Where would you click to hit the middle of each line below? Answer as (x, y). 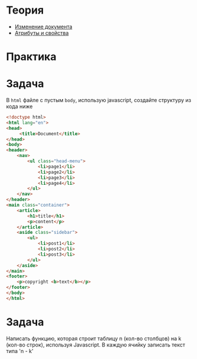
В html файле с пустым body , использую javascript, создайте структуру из (99, 100)
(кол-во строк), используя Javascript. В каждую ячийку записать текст (96, 345)
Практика (31, 57)
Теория (25, 10)
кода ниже (19, 106)
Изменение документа (43, 27)
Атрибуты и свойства (42, 32)
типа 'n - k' (20, 351)
